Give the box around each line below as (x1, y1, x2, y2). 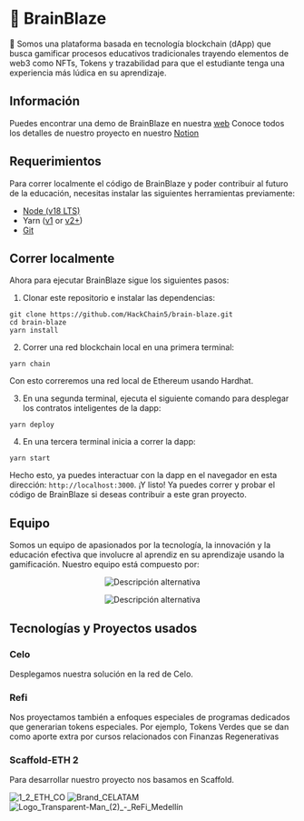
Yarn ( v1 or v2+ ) (22, 215, 83, 225)
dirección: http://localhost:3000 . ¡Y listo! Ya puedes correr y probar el (9, 479, 275, 490)
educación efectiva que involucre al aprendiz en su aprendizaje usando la (9, 549, 285, 560)
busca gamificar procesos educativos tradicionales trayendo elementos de (9, 47, 289, 58)
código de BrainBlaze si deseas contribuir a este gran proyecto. (9, 489, 247, 500)
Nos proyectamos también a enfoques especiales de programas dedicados (9, 712, 290, 723)
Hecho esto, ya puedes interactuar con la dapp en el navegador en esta (9, 470, 278, 481)
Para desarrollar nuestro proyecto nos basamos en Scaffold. (9, 775, 234, 786)
